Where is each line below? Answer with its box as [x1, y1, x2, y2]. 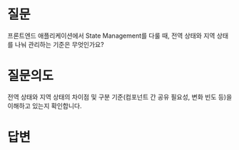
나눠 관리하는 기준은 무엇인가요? [14, 40, 105, 48]
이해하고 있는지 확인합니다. [7, 101, 82, 110]
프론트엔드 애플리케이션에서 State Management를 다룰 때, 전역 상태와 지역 [7, 31, 215, 40]
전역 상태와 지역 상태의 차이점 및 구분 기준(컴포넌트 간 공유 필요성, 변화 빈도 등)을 [7, 92, 233, 101]
